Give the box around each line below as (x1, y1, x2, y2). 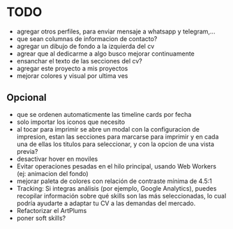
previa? (16, 147, 38, 155)
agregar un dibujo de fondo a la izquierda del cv (16, 42, 155, 50)
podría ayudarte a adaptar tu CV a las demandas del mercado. (16, 199, 196, 207)
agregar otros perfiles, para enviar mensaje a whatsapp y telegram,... (16, 27, 216, 35)
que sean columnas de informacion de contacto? (16, 34, 158, 42)
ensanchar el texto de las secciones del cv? (16, 56, 142, 65)
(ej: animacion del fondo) (16, 169, 89, 177)
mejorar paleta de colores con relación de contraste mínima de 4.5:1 (16, 177, 212, 185)
